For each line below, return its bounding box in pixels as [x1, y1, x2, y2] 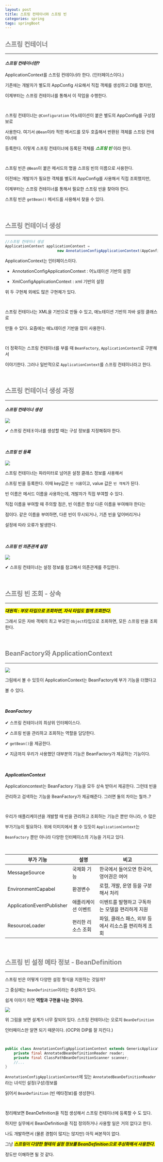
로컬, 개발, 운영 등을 [99, 882, 142, 889]
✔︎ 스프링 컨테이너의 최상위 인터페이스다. [5, 720, 81, 725]
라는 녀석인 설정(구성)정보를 [5, 1080, 58, 1086]
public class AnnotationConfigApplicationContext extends [5, 1046, 125, 1051]
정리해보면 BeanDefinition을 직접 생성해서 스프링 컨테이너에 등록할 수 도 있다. [5, 1110, 152, 1116]
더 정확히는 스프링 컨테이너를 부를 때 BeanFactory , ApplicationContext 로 [5, 345, 145, 351]
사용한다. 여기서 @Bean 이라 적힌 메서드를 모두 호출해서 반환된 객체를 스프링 [5, 129, 146, 135]
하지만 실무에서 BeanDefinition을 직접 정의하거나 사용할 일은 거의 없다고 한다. [5, 1121, 152, 1126]
